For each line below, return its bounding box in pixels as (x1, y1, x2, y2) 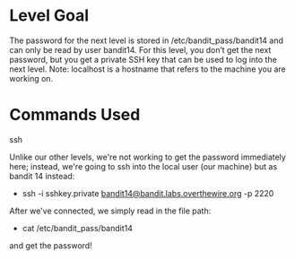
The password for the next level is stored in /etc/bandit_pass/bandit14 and (9, 35, 284, 46)
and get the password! (9, 239, 92, 251)
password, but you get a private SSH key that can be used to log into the (9, 54, 278, 65)
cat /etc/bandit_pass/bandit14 (22, 222, 133, 233)
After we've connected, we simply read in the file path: (9, 205, 212, 216)
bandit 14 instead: (9, 170, 75, 181)
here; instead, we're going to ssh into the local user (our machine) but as (9, 160, 278, 171)
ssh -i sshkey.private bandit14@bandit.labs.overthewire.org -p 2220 (22, 187, 274, 198)
